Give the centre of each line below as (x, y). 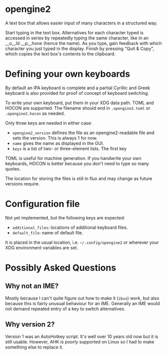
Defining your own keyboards (68, 74)
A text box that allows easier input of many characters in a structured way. (82, 23)
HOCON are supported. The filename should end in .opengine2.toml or (78, 108)
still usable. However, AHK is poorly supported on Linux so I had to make (80, 342)
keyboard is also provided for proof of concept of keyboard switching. (77, 93)
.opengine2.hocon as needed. (35, 113)
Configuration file (42, 204)
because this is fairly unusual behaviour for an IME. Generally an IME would (83, 303)
